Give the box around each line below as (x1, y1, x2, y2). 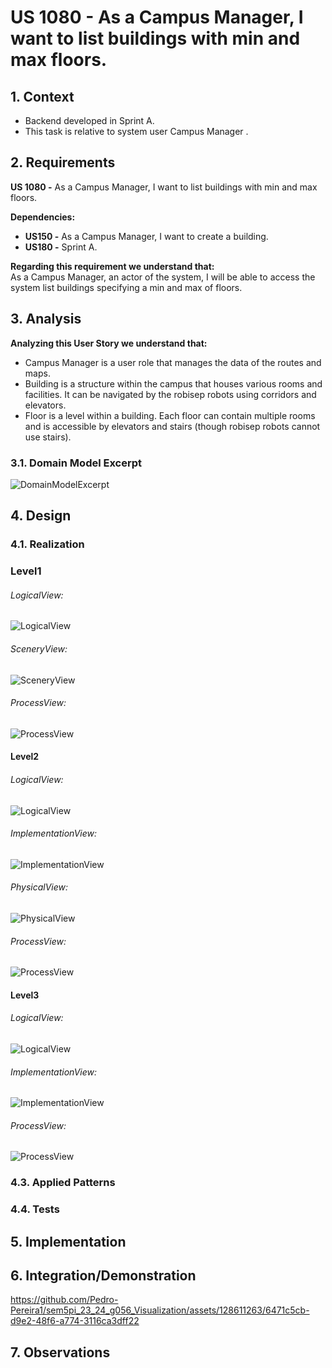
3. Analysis (10, 311, 82, 328)
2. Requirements (10, 154, 116, 171)
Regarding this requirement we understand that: (10, 260, 215, 272)
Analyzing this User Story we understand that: (10, 337, 208, 349)
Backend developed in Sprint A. (24, 115, 155, 126)
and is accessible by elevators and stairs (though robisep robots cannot (24, 420, 321, 432)
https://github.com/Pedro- (10, 1294, 119, 1306)
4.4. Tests (10, 1202, 60, 1216)
